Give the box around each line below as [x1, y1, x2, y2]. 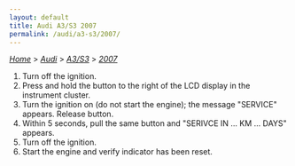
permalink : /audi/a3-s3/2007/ [9, 29, 121, 38]
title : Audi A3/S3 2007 [9, 21, 97, 30]
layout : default [9, 12, 69, 22]
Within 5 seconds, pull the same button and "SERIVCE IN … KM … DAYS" [21, 118, 288, 129]
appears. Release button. [21, 108, 114, 120]
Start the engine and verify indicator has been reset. [21, 146, 213, 157]
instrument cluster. [21, 90, 91, 100]
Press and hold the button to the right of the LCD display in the [21, 81, 251, 91]
